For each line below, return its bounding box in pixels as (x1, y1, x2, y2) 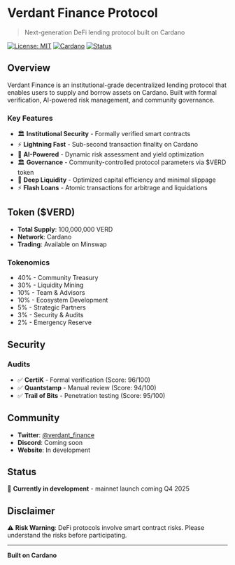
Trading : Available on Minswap (17, 240, 107, 248)
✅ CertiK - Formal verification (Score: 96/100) (17, 375, 150, 384)
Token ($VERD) (7, 206, 76, 218)
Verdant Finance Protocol (7, 5, 159, 21)
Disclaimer (7, 505, 55, 517)
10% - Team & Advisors (17, 288, 85, 297)
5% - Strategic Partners (17, 303, 86, 312)
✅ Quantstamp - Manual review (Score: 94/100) (17, 383, 157, 392)
